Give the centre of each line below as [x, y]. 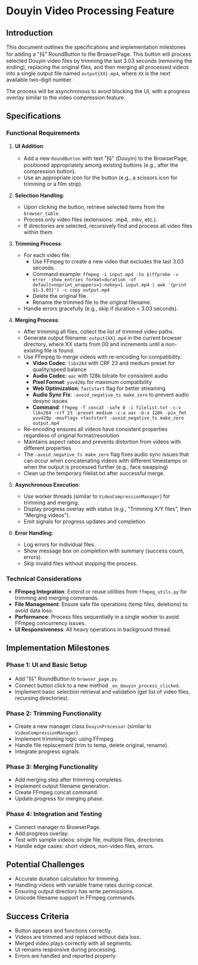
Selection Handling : [39, 195]
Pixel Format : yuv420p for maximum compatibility [92, 382]
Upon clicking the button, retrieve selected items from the [94, 207]
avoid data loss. [34, 610]
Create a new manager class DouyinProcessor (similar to [83, 726]
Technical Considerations [44, 579]
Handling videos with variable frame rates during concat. [84, 885]
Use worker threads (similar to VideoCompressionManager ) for [97, 496]
